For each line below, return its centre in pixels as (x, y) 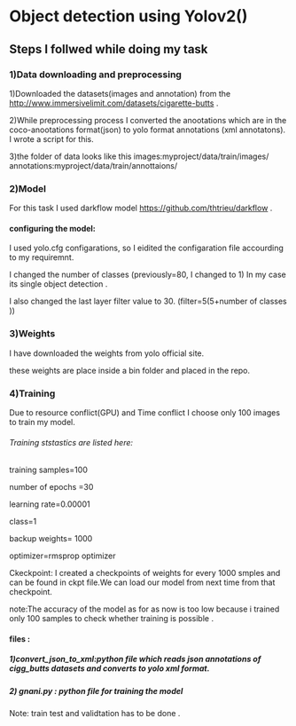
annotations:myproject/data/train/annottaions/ (93, 165)
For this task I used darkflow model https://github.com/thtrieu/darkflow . (141, 208)
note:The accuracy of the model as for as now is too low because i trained (144, 609)
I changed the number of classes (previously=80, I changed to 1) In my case (148, 275)
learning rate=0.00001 (50, 504)
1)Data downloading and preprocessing (95, 75)
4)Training (32, 393)
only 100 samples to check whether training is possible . (112, 619)
